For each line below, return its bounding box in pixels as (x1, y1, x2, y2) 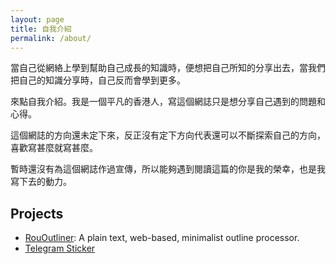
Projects (10, 205, 64, 222)
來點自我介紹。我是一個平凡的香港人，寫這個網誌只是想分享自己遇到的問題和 (10, 96, 326, 108)
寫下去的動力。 (10, 176, 72, 188)
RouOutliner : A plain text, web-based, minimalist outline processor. (24, 232, 300, 244)
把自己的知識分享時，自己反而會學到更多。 (10, 74, 186, 86)
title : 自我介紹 (10, 24, 72, 34)
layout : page (10, 14, 65, 25)
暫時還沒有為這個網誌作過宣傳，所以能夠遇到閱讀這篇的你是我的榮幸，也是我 (10, 163, 326, 175)
